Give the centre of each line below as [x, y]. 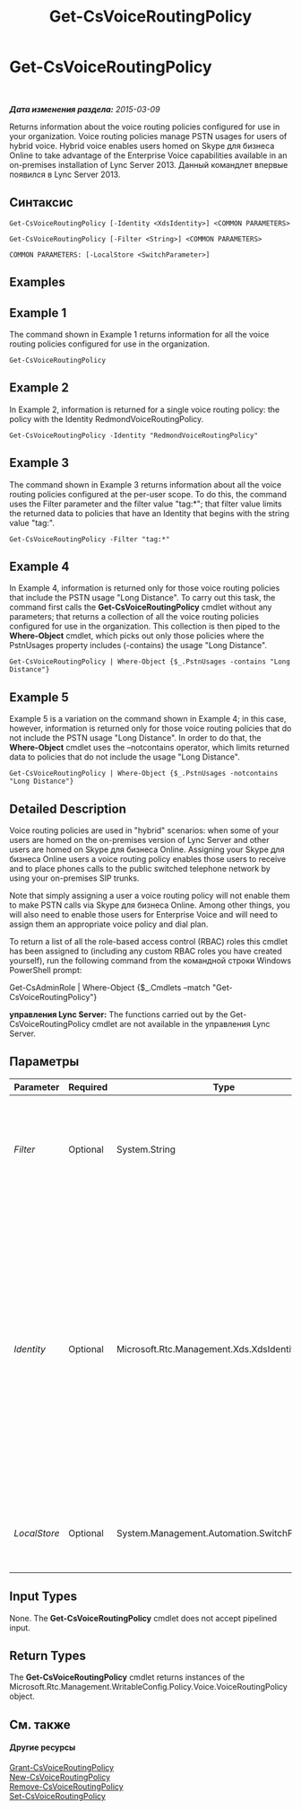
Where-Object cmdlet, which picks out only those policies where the [137, 636]
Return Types [48, 1656]
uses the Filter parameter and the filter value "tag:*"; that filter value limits [146, 504]
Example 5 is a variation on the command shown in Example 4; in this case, [148, 719]
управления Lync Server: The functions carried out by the [119, 1015]
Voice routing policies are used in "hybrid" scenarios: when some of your [144, 830]
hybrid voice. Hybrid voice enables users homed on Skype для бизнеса [142, 145]
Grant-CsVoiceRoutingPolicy [62, 1768]
